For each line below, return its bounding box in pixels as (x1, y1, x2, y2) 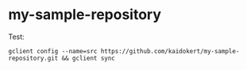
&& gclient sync (61, 54, 115, 62)
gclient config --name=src (8, 47, 98, 55)
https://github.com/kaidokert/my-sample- (100, 47, 240, 55)
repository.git (8, 54, 59, 62)
